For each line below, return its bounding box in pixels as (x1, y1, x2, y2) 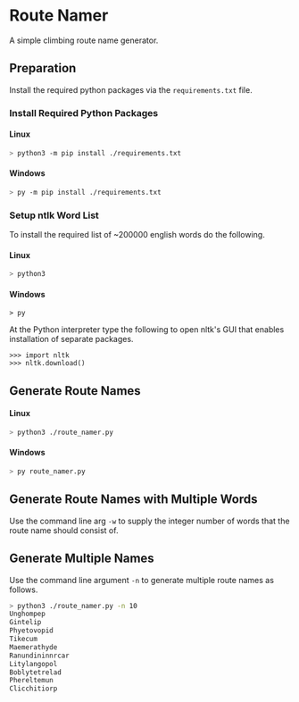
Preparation (9, 61, 77, 76)
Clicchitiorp (9, 684, 58, 693)
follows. (9, 584, 38, 595)
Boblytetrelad (9, 667, 62, 677)
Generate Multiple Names (9, 551, 154, 566)
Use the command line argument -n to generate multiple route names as (9, 574, 275, 585)
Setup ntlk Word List (9, 209, 100, 221)
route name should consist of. (9, 524, 119, 536)
